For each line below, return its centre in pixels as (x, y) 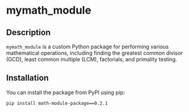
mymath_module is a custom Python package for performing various (87, 46)
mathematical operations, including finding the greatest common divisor (94, 53)
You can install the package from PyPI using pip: (66, 92)
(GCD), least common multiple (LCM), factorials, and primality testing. (92, 59)
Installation (27, 78)
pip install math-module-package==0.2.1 (57, 103)
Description (28, 32)
